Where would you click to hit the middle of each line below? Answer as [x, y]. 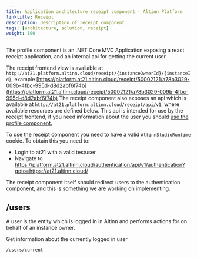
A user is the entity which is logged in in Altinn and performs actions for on [96, 221]
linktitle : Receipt [30, 17]
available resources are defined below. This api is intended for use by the [95, 111]
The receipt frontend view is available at [55, 68]
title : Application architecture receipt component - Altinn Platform [94, 11]
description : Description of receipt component [66, 22]
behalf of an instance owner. [41, 227]
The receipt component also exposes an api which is [123, 98]
